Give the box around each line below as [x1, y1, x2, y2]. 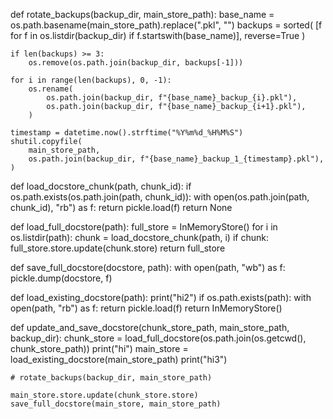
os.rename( [28, 84, 74, 94]
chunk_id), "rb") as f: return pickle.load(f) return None [10, 202, 233, 213]
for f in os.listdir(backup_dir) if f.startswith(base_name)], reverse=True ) [10, 30, 306, 41]
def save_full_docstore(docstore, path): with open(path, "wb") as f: [10, 262, 286, 273]
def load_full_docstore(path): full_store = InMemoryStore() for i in [10, 221, 278, 233]
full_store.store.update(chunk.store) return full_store [10, 242, 226, 254]
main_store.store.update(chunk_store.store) [10, 390, 199, 400]
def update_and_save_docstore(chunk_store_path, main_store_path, [10, 322, 290, 333]
